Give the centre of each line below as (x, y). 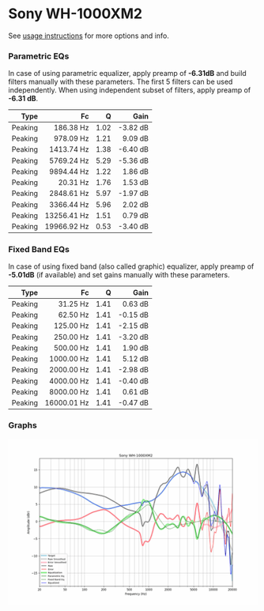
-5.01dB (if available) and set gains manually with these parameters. (119, 275)
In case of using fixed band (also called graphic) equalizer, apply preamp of (131, 266)
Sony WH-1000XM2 (75, 14)
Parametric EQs (39, 56)
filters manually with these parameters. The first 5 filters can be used (121, 82)
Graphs (23, 425)
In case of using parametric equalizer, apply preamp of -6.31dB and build (127, 74)
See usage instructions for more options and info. (89, 36)
